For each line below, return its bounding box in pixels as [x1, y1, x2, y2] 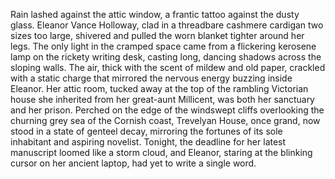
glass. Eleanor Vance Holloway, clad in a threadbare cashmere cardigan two [10, 19, 324, 31]
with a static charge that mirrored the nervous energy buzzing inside [10, 72, 293, 84]
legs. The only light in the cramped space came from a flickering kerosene [10, 40, 317, 52]
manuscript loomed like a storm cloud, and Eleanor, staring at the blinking [10, 147, 313, 158]
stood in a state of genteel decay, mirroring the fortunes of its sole [10, 125, 283, 137]
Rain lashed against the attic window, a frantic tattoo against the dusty [10, 9, 300, 20]
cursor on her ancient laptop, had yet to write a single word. [10, 157, 257, 169]
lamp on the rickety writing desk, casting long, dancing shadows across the [10, 51, 322, 63]
